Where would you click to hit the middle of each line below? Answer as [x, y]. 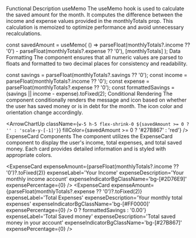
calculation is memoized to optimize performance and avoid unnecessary [95, 27]
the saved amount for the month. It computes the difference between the [94, 15]
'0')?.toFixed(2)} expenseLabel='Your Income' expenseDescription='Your [95, 172]
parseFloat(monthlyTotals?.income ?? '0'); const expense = [78, 81]
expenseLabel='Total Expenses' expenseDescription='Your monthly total [94, 197]
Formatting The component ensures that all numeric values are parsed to [95, 57]
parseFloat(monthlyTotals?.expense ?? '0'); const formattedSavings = [90, 87]
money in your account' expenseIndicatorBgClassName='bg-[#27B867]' [94, 222]
